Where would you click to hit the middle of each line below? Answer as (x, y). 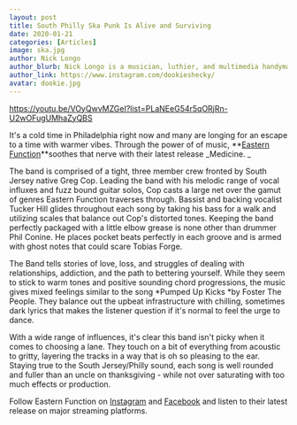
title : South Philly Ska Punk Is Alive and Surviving (110, 26)
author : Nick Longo (45, 58)
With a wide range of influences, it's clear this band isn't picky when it (137, 336)
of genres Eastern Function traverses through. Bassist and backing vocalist (146, 199)
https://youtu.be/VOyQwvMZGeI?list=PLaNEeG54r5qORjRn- (118, 108)
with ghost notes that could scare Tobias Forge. (96, 246)
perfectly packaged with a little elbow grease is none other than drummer (143, 228)
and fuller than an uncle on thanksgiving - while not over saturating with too (147, 375)
